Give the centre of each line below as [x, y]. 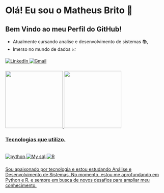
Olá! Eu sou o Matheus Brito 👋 [69, 10]
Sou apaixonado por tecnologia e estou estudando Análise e [69, 169]
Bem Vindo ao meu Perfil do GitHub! [64, 29]
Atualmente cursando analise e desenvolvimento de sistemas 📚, [80, 42]
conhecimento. [21, 185]
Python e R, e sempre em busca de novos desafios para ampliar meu [78, 180]
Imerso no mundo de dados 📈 [44, 49]
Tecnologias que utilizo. [36, 139]
